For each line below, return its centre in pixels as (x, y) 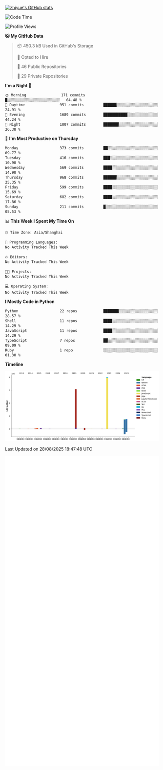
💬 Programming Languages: (31, 242)
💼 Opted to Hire (33, 57)
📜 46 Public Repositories (42, 67)
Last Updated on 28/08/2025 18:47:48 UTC (49, 449)
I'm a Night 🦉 (18, 85)
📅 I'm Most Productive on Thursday (42, 139)
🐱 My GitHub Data (24, 36)
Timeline (14, 364)
